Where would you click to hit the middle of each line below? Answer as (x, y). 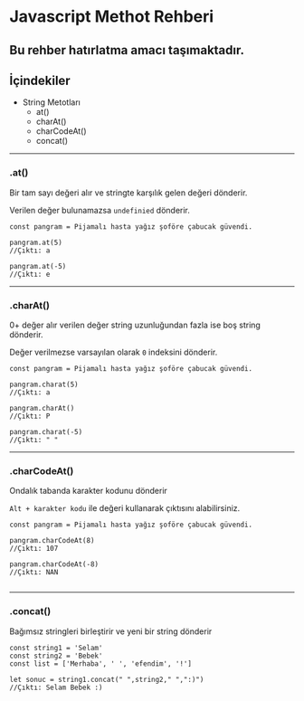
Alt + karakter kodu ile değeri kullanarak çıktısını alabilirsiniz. (125, 508)
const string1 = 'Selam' (56, 648)
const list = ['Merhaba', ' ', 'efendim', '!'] (101, 663)
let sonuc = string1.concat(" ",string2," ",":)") (107, 679)
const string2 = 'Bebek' (56, 656)
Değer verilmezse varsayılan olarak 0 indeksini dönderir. (114, 352)
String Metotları (52, 102)
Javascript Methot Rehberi (112, 17)
